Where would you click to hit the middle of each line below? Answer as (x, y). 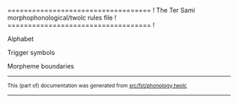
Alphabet (21, 39)
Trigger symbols (31, 53)
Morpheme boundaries (41, 66)
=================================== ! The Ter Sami (101, 10)
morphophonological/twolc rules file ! (62, 18)
